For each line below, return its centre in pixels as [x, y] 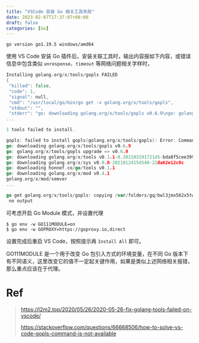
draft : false [22, 23]
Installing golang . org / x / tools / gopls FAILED [62, 75]
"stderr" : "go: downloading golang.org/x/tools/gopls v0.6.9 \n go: [92, 113]
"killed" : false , [30, 86]
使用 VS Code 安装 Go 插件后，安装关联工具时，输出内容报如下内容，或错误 [99, 56]
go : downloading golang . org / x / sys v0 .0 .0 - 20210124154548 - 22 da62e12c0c [95, 163]
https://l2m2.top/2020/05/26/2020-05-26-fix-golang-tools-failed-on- [106, 309]
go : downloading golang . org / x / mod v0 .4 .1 [58, 174]
